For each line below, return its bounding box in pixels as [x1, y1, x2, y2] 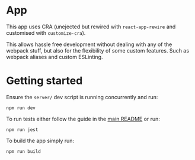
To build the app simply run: [6, 137, 75, 144]
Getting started [6, 74, 83, 87]
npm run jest [6, 126, 39, 133]
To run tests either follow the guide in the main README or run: [6, 115, 160, 122]
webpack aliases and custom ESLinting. [6, 53, 103, 60]
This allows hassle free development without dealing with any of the [6, 41, 172, 48]
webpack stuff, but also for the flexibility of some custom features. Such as [6, 47, 190, 54]
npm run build [6, 148, 41, 154]
